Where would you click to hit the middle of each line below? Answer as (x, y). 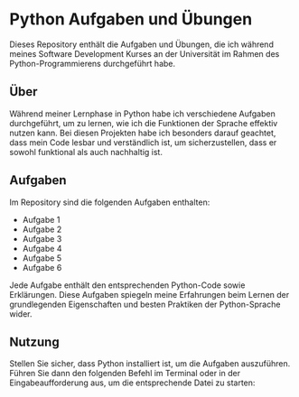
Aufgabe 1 (41, 219)
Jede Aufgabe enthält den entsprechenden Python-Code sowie (127, 285)
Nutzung (35, 342)
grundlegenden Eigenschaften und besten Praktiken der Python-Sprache (145, 304)
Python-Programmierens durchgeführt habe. (93, 63)
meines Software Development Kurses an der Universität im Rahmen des (145, 53)
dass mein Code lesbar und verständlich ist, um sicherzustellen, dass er (143, 142)
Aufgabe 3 (42, 238)
